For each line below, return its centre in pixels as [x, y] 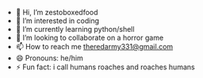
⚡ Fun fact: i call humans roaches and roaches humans [105, 67]
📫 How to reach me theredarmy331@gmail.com [94, 47]
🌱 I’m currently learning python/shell [75, 29]
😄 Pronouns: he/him [49, 58]
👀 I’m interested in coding [57, 21]
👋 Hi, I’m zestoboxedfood [57, 12]
